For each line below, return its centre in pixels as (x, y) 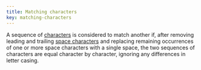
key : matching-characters (39, 17)
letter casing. (23, 60)
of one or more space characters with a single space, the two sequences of (101, 47)
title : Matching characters (42, 12)
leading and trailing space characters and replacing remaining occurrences (100, 41)
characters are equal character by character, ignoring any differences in (96, 54)
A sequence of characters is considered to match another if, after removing (100, 34)
